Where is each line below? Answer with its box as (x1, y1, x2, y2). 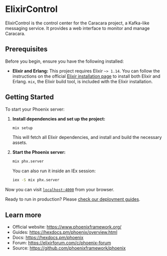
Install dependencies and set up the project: (12, 116, 105, 122)
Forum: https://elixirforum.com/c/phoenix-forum (12, 240, 111, 246)
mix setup (12, 126, 33, 130)
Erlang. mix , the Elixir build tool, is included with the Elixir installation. (12, 78, 153, 84)
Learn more (5, 211, 42, 219)
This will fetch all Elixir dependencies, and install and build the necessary (12, 134, 162, 140)
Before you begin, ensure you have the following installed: (5, 58, 124, 64)
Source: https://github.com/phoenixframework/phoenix (12, 245, 126, 251)
